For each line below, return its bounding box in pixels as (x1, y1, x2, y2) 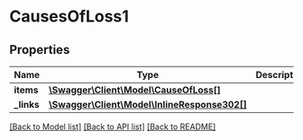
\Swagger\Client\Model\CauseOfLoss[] (48, 83, 221, 96)
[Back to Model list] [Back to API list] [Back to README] (9, 121, 216, 132)
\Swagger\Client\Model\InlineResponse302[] (48, 99, 247, 110)
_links (14, 99, 41, 110)
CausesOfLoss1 (9, 6, 129, 27)
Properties (9, 42, 70, 57)
